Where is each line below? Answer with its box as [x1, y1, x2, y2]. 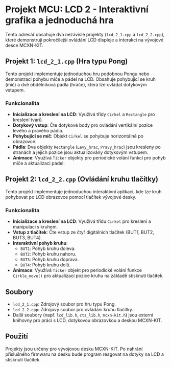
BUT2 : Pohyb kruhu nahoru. [20, 251, 77, 257]
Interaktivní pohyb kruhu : [12, 240, 68, 246]
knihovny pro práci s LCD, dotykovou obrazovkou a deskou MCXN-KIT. [12, 317, 162, 323]
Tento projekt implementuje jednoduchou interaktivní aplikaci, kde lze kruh [5, 188, 162, 195]
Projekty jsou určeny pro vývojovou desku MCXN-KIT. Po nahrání [5, 346, 143, 352]
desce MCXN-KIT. [5, 42, 44, 48]
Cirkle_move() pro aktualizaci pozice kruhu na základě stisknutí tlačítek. [12, 272, 164, 279]
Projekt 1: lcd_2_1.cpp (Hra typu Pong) [5, 57, 128, 66]
